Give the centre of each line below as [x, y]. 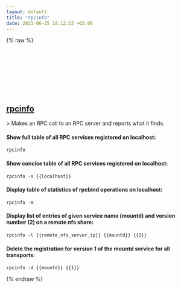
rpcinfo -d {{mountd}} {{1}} [43, 268]
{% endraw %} [25, 279]
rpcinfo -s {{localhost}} [39, 176]
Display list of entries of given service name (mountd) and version [91, 216]
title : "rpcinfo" [28, 18]
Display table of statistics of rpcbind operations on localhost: [84, 190]
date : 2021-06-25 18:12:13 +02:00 [50, 23]
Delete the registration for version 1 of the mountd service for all [88, 249]
